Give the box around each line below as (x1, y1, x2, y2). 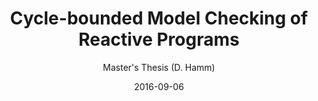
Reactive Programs (78, 28, 240, 51)
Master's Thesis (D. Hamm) (102, 61, 216, 73)
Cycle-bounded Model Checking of (9, 7, 309, 30)
